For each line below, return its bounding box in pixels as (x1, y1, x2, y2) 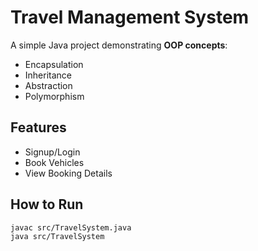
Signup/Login (24, 146, 81, 158)
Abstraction (24, 79, 73, 91)
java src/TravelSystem (10, 232, 105, 242)
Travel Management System (10, 6, 250, 29)
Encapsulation (24, 58, 84, 70)
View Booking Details (24, 167, 113, 179)
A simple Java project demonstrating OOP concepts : (10, 39, 228, 51)
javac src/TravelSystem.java (10, 222, 132, 233)
